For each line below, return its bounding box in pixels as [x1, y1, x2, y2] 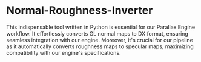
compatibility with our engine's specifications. [6, 49, 121, 56]
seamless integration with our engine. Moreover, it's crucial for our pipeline [6, 36, 194, 43]
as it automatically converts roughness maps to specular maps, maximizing [6, 43, 194, 50]
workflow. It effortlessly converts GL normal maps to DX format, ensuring [6, 29, 189, 37]
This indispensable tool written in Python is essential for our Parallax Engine [6, 23, 196, 31]
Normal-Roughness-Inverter [6, 4, 153, 17]
